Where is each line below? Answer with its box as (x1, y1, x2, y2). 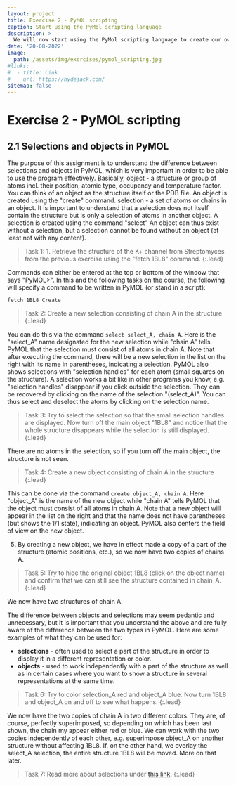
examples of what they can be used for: (7, 633, 122, 642)
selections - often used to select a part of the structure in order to (17, 647, 209, 656)
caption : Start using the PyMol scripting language (7, 23, 162, 30)
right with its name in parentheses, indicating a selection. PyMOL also (7, 360, 209, 369)
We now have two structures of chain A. (7, 597, 123, 606)
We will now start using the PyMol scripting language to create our (13, 37, 221, 44)
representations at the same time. (17, 677, 115, 685)
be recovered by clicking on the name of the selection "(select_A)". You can (7, 390, 226, 398)
